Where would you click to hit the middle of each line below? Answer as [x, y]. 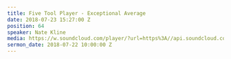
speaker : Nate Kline [37, 32]
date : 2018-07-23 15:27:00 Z [49, 20]
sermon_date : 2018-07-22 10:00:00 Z [59, 45]
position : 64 [26, 26]
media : [16, 39]
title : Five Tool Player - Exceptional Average [77, 13]
